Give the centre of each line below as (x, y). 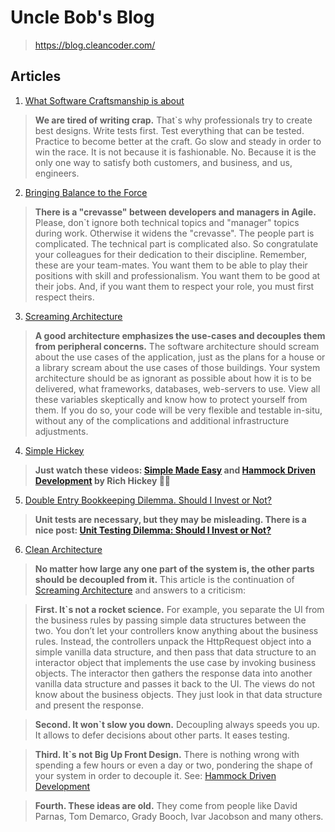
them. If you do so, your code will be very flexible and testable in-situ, (178, 410)
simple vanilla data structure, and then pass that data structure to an (175, 652)
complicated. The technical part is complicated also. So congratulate (176, 243)
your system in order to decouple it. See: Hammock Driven (155, 775)
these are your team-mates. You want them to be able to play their (171, 265)
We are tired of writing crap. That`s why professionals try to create (173, 120)
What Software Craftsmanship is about (104, 100)
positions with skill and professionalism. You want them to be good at (177, 275)
